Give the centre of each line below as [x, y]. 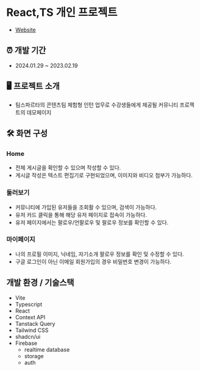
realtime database [47, 349]
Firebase [26, 343]
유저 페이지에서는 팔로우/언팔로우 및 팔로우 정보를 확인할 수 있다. [92, 222]
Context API [30, 317]
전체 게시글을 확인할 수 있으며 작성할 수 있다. [68, 168]
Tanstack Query [35, 323]
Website [26, 30]
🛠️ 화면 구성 [27, 133]
